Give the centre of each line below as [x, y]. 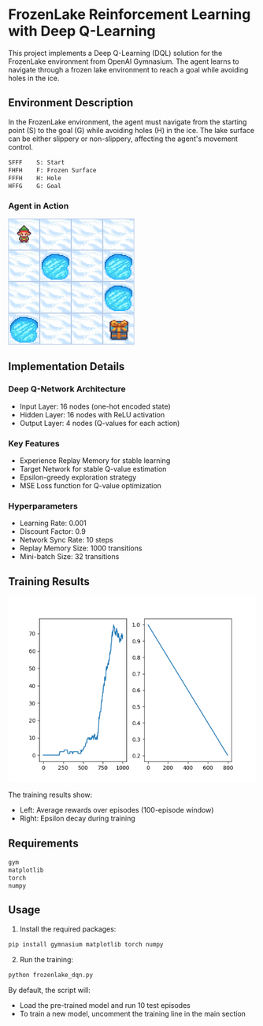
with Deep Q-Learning [82, 31]
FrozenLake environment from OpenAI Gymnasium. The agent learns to [124, 61]
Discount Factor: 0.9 [53, 532]
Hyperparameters [43, 506]
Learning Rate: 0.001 [53, 523]
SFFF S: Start [37, 162]
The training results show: [50, 795]
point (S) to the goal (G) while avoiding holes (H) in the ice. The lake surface [131, 130]
